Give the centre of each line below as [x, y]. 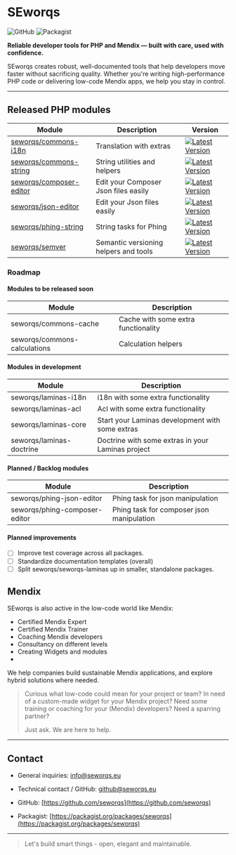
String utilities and [126, 161]
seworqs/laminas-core [48, 425]
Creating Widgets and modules [62, 652]
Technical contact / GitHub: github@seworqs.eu [87, 789]
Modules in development [44, 367]
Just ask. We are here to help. [67, 730]
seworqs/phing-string [47, 227]
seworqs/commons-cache [55, 324]
